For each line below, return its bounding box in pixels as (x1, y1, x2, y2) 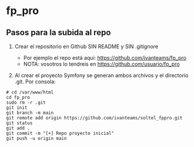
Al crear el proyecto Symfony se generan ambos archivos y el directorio (14, 72, 189, 78)
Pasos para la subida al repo (6, 28, 111, 37)
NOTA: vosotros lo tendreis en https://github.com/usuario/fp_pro (23, 60, 180, 67)
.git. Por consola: (14, 78, 56, 85)
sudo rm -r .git (6, 100, 46, 105)
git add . (6, 125, 31, 131)
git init (6, 105, 28, 111)
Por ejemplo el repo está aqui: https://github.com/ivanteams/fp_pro (23, 54, 187, 61)
